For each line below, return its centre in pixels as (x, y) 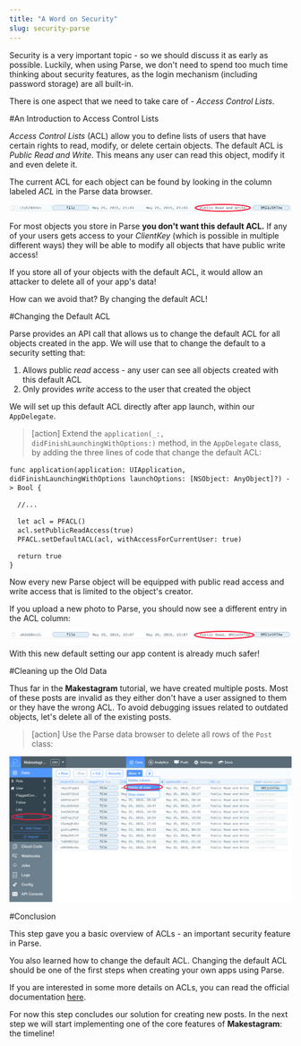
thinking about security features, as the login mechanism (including (133, 74)
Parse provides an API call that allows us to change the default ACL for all (145, 334)
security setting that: (47, 353)
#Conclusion (33, 916)
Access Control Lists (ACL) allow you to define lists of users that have (138, 135)
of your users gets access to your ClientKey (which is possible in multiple (144, 236)
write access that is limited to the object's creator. (101, 592)
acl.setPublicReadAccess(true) (76, 531)
